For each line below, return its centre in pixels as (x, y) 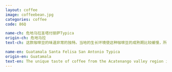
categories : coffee (26, 19)
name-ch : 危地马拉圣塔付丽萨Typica (40, 33)
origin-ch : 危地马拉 (26, 38)
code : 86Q (16, 24)
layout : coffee (21, 10)
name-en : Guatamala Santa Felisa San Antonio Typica (63, 52)
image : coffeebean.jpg (29, 15)
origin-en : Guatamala (28, 56)
